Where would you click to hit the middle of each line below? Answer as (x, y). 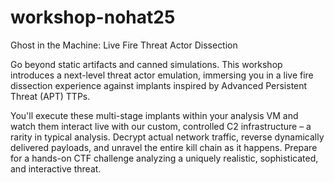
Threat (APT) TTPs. (50, 96)
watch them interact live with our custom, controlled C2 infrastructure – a (161, 126)
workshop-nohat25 (93, 17)
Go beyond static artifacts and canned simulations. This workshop (146, 64)
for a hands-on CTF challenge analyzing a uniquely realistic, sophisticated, (164, 158)
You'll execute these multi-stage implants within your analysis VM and (154, 115)
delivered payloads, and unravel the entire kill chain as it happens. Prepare (164, 147)
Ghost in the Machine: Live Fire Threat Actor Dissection (124, 45)
